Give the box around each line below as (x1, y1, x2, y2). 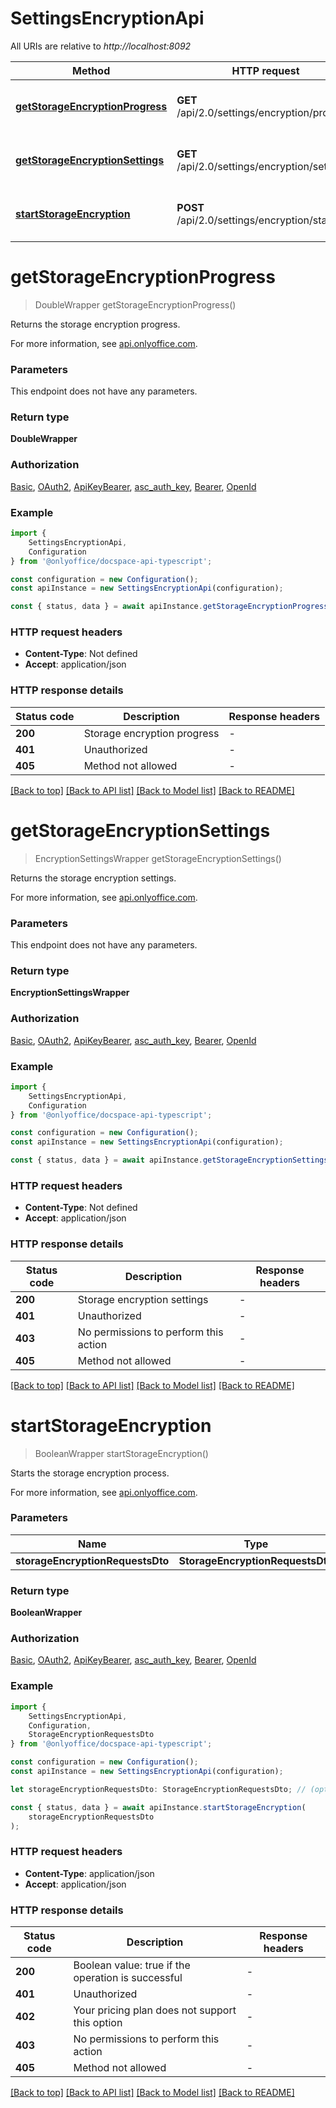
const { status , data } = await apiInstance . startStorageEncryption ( (10, 1802, 307, 1812)
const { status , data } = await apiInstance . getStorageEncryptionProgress (10, 602, 329, 612)
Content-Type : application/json (24, 1867, 155, 1879)
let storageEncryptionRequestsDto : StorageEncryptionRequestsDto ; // (10, 1784, 307, 1794)
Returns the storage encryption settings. (10, 872, 177, 884)
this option (73, 2015, 123, 2029)
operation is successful (73, 1970, 183, 1984)
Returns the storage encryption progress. (10, 318, 181, 330)
